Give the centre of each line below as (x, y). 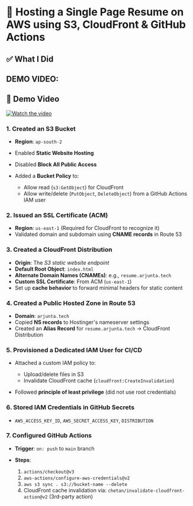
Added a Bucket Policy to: (47, 176)
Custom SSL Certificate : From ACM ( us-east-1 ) (73, 281)
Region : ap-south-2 (38, 142)
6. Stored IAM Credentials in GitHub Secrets (70, 407)
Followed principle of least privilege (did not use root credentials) (95, 392)
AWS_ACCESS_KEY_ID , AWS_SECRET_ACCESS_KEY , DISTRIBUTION (84, 420)
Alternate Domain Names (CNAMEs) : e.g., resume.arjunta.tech (93, 275)
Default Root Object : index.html (54, 269)
